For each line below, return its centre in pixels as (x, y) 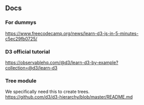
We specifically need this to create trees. (47, 91)
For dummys (21, 22)
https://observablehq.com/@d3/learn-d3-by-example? (62, 62)
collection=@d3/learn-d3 (31, 67)
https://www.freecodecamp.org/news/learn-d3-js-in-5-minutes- (72, 33)
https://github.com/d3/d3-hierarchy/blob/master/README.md (69, 97)
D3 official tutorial (28, 51)
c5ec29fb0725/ (21, 38)
